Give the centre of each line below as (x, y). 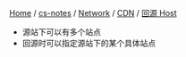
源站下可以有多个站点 (61, 32)
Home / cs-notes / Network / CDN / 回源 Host (93, 13)
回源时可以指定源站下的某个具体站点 (89, 43)
